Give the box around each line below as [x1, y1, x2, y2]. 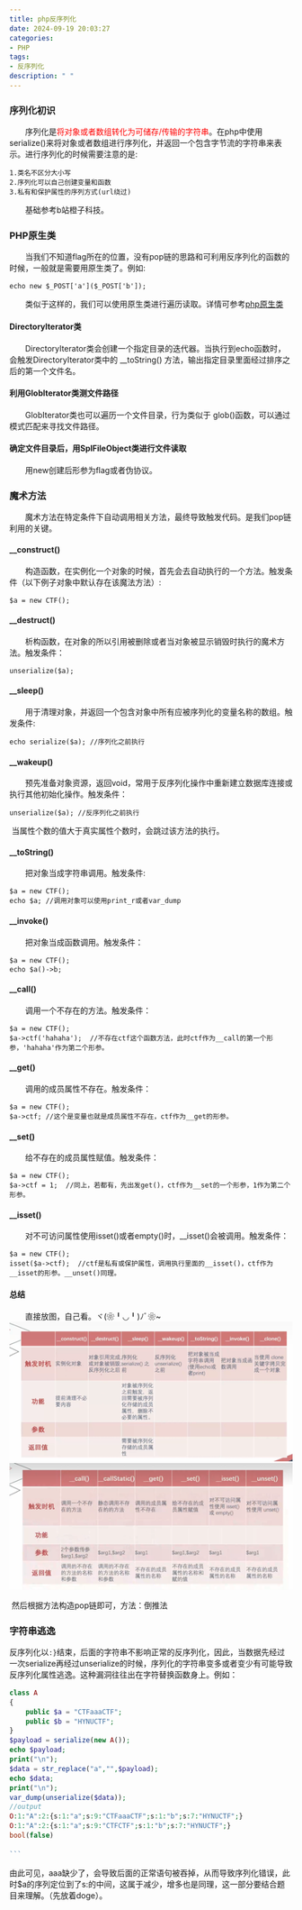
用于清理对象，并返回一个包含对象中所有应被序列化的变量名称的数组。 [25, 706, 285, 717]
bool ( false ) [9, 1831, 54, 1841]
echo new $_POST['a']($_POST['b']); [9, 282, 147, 291]
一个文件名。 [32, 365, 81, 376]
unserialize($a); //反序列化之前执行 [9, 809, 140, 818]
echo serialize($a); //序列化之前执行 [9, 737, 146, 746]
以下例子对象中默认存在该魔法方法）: [24, 577, 162, 588]
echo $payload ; [9, 1745, 67, 1755]
